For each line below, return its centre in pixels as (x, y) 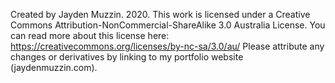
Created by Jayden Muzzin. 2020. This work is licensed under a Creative (160, 14)
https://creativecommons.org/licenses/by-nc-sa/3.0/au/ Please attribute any (167, 46)
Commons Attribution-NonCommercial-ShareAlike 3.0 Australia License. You (168, 25)
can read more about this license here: (90, 35)
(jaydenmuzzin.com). (54, 67)
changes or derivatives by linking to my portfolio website (127, 57)
